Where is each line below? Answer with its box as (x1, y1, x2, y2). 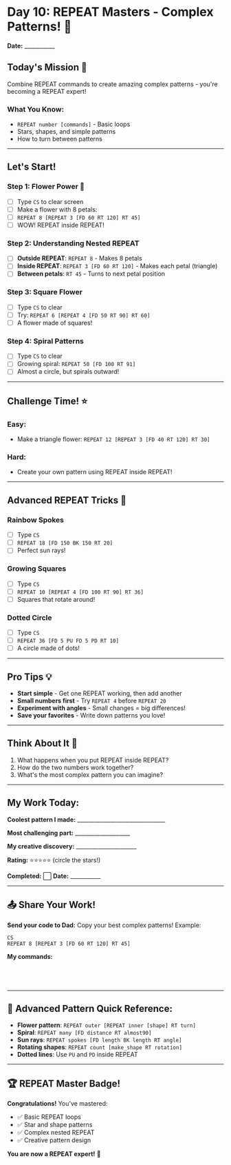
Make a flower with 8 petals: (16, 205, 98, 214)
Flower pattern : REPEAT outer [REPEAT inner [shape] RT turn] (16, 1021, 196, 1029)
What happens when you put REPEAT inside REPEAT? (16, 756, 169, 764)
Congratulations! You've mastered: (7, 1100, 108, 1108)
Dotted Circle (7, 613, 53, 622)
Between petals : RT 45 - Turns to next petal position (16, 270, 166, 278)
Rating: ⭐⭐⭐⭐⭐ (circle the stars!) (7, 855, 101, 864)
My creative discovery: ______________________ (7, 842, 137, 850)
